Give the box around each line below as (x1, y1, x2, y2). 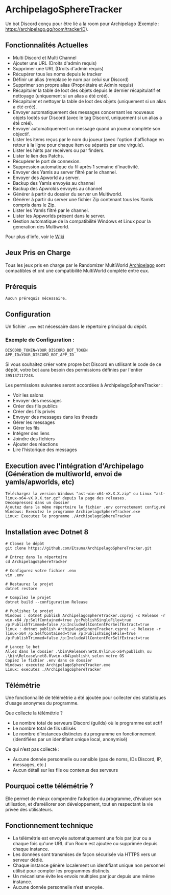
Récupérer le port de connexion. (12, 158, 81, 164)
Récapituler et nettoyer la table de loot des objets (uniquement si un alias (12, 98, 166, 104)
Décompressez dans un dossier (5, 500, 70, 505)
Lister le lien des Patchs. (12, 152, 64, 159)
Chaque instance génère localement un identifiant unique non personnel (12, 862, 165, 868)
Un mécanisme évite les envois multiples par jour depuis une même (12, 873, 155, 879)
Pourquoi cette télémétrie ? (5, 782, 93, 791)
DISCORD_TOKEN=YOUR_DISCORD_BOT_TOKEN (5, 348, 88, 353)
